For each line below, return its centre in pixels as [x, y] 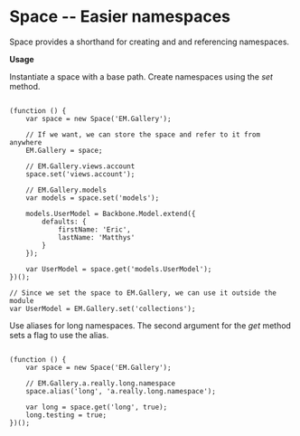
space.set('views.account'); [80, 174]
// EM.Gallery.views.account [80, 166]
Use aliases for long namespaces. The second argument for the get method [150, 325]
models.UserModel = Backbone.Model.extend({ [111, 213]
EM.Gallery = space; [64, 150]
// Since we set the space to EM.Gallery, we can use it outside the [143, 293]
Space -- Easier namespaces [120, 17]
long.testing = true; [66, 415]
